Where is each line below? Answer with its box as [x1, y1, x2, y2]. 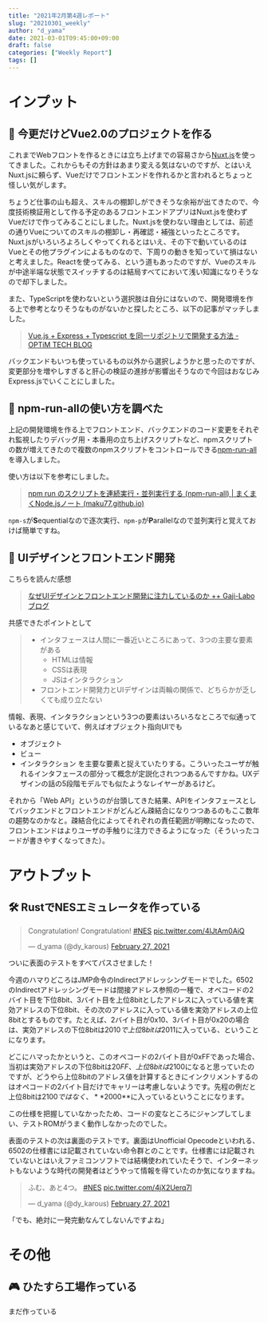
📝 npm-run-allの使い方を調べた [8, 402, 164, 415]
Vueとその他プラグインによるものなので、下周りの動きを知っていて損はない [8, 247, 258, 256]
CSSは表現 [51, 665, 88, 674]
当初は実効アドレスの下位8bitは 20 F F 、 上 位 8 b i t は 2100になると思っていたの [8, 1062, 255, 1071]
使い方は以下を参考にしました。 [8, 471, 113, 481]
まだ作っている [8, 1306, 57, 1316]
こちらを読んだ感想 [8, 574, 72, 583]
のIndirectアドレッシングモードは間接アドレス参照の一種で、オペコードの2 [8, 984, 254, 995]
